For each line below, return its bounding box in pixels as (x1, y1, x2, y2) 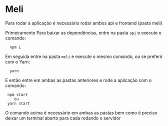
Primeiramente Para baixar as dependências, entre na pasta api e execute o (5, 29, 161, 35)
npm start (7, 92, 28, 97)
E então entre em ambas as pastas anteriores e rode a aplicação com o (5, 77, 152, 83)
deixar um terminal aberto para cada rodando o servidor (5, 115, 121, 121)
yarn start (7, 101, 30, 106)
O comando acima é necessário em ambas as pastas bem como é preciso (5, 109, 157, 115)
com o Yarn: (5, 58, 30, 64)
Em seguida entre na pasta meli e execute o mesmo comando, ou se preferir (5, 53, 163, 59)
